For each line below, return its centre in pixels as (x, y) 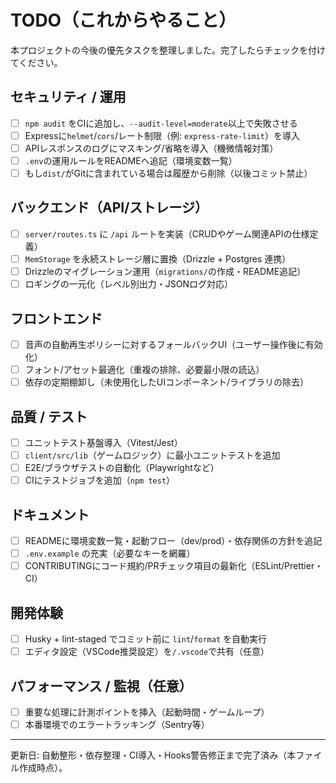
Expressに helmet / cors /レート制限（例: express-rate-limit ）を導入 (162, 135)
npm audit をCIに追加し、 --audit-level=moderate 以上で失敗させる (161, 123)
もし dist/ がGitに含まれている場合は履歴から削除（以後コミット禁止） (168, 173)
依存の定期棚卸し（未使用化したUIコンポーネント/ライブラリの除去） (167, 382)
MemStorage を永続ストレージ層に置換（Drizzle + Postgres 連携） (158, 258)
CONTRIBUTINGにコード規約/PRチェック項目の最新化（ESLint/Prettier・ (174, 566)
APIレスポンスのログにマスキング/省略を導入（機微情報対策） (151, 148)
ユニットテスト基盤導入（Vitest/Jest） (103, 442)
